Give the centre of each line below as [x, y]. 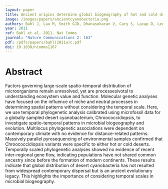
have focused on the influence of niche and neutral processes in [71, 101]
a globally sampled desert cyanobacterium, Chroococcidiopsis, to [73, 117]
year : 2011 [16, 28]
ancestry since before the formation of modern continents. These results [80, 160]
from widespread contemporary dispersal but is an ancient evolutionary [79, 170]
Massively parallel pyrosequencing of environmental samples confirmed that [84, 138]
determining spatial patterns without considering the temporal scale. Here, [82, 107]
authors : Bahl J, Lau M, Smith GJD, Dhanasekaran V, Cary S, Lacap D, [80, 24]
